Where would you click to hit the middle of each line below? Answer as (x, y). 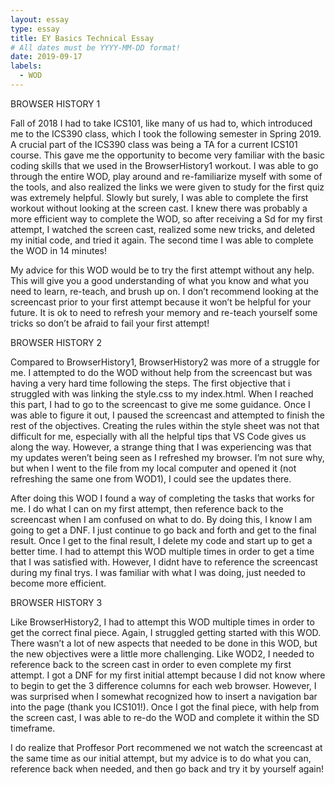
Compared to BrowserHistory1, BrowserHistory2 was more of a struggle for (165, 362)
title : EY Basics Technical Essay (82, 38)
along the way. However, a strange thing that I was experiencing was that (161, 447)
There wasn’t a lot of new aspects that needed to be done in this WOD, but (164, 643)
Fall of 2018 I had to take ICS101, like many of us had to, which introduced (161, 123)
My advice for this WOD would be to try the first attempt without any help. (162, 270)
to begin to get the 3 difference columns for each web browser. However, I (163, 685)
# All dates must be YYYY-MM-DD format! (96, 47)
